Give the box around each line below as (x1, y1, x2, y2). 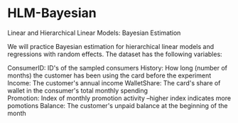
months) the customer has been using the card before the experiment (7, 71, 212, 80)
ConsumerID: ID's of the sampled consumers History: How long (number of (7, 63, 227, 72)
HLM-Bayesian (7, 5, 97, 21)
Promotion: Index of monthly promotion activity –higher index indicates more (7, 94, 232, 102)
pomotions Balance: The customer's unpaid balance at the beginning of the (7, 101, 228, 109)
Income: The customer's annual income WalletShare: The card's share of (7, 78, 221, 87)
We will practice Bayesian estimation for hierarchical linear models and (7, 42, 215, 50)
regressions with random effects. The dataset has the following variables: (7, 50, 222, 58)
